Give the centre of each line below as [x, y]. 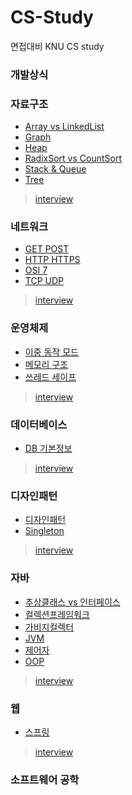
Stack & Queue [55, 169]
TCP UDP [44, 281]
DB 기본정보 [48, 448]
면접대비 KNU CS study [57, 46]
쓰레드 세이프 [50, 377]
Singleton [44, 531]
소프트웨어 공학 [45, 779]
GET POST [47, 249]
